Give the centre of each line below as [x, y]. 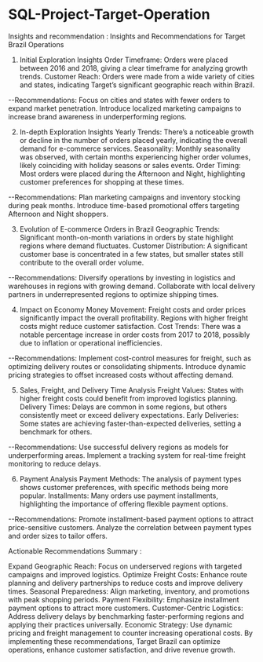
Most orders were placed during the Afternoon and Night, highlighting [132, 174]
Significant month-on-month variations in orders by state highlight [126, 237]
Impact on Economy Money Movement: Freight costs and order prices [132, 309]
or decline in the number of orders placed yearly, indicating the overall [133, 140]
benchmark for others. [56, 432]
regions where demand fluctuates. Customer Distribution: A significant [133, 246]
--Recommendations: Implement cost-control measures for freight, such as [130, 358]
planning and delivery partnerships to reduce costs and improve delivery [126, 583]
